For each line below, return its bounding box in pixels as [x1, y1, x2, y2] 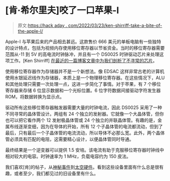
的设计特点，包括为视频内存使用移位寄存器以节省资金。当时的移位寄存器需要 [5, 45, 165, 51]
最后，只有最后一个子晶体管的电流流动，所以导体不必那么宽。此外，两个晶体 [5, 130, 165, 136]
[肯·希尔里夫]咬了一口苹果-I [5, 5, 119, 16]
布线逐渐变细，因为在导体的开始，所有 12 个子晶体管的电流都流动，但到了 [9, 123, 163, 129]
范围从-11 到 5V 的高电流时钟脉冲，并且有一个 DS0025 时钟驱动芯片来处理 [5, 51, 160, 57]
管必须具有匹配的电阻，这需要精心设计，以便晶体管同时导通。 [5, 136, 134, 142]
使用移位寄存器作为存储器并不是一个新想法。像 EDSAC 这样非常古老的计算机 [5, 68, 164, 74]
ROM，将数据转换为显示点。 [5, 93, 65, 99]
